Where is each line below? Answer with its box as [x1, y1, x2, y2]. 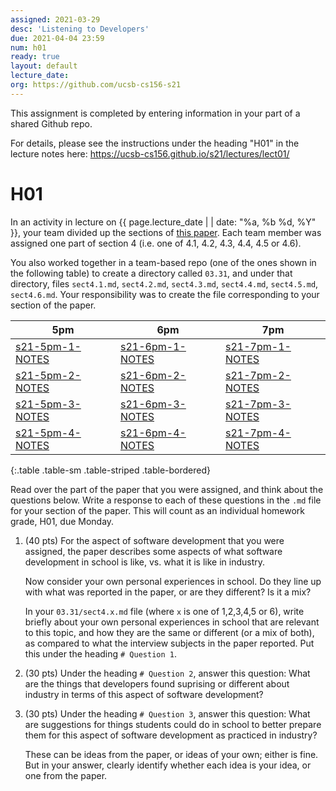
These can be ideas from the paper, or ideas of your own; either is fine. [24, 748, 319, 760]
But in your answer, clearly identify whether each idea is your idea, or [24, 759, 312, 771]
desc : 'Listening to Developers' [10, 24, 150, 34]
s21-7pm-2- [225, 368, 292, 382]
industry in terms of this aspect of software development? [24, 688, 264, 700]
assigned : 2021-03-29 [10, 14, 101, 25]
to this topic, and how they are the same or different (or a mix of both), [24, 626, 315, 638]
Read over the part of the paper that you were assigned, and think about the [10, 483, 324, 495]
